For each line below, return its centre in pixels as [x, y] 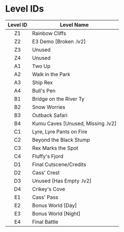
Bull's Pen [44, 90]
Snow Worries [48, 107]
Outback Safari [50, 115]
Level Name [74, 25]
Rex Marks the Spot [55, 148]
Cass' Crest [46, 172]
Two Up [41, 66]
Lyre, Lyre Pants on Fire [60, 132]
